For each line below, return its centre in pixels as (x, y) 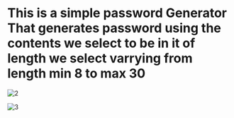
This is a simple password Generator (117, 13)
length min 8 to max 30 (77, 74)
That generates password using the (115, 28)
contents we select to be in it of (101, 43)
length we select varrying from (100, 59)
